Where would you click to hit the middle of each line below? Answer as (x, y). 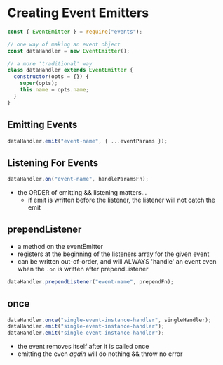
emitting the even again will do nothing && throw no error (100, 354)
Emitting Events (42, 125)
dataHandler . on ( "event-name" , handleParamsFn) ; (78, 179)
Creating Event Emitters (78, 13)
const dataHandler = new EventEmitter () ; (69, 51)
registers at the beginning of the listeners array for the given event (113, 254)
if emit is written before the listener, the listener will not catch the (122, 200)
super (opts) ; (39, 83)
